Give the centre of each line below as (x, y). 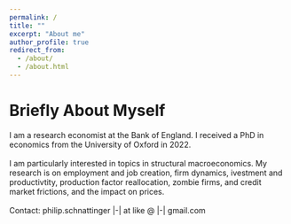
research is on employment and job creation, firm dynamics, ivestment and (146, 173)
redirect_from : (37, 50)
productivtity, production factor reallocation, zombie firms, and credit (135, 182)
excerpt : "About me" (47, 34)
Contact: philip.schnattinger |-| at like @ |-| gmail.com (107, 210)
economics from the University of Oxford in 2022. (100, 144)
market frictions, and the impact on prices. (87, 191)
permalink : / (33, 17)
